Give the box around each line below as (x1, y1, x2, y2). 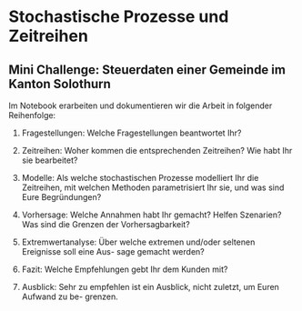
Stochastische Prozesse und (8, 6, 229, 27)
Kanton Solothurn (8, 75, 111, 92)
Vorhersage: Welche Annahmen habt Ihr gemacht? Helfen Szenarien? (21, 209, 282, 220)
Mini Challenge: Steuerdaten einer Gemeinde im (8, 62, 286, 77)
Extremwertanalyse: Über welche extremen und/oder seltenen (21, 236, 256, 247)
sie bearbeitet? (21, 155, 78, 166)
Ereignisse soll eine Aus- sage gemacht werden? (21, 246, 206, 256)
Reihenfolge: (8, 110, 56, 120)
